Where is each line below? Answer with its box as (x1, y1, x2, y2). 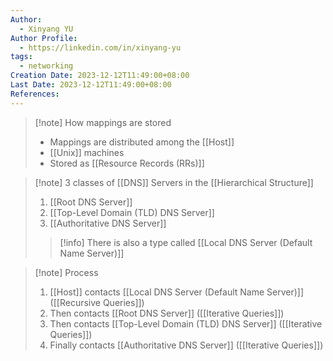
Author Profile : (10, 33, 78, 43)
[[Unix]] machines (49, 146, 125, 158)
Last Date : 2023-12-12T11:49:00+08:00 (10, 80, 172, 90)
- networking (19, 61, 74, 71)
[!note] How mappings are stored (34, 116, 172, 128)
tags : (10, 52, 33, 62)
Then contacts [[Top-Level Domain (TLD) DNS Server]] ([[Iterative (49, 317, 323, 330)
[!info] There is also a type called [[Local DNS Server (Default (59, 236, 313, 248)
